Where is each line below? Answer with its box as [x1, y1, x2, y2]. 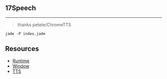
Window [12, 63, 30, 69]
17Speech [5, 4, 36, 12]
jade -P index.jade [5, 31, 46, 36]
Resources [5, 44, 39, 53]
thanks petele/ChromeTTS [17, 22, 72, 28]
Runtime [12, 58, 30, 64]
